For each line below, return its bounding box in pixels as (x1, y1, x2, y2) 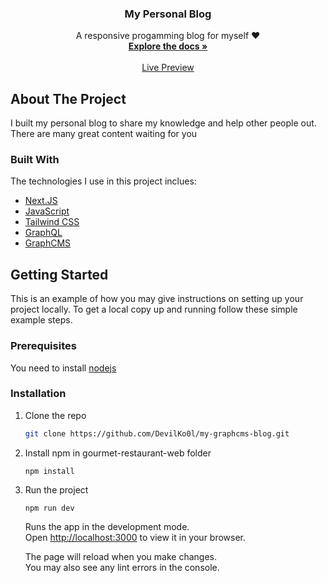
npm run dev (24, 503, 75, 513)
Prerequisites (10, 339, 77, 353)
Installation (10, 387, 67, 401)
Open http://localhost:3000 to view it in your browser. (24, 531, 247, 543)
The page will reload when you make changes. (24, 550, 218, 562)
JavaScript (24, 205, 70, 217)
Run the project (24, 483, 89, 496)
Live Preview (141, 62, 195, 74)
